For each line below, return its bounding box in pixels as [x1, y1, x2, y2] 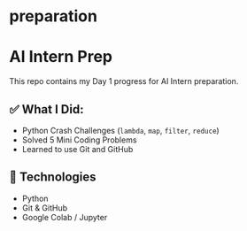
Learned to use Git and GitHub [21, 143, 134, 154]
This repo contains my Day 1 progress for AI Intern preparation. [9, 76, 239, 87]
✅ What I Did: [9, 102, 84, 117]
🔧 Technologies [9, 170, 96, 185]
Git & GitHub [21, 202, 68, 213]
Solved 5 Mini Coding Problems [21, 135, 137, 145]
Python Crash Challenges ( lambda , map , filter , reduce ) [21, 125, 220, 135]
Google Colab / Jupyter [21, 212, 108, 222]
